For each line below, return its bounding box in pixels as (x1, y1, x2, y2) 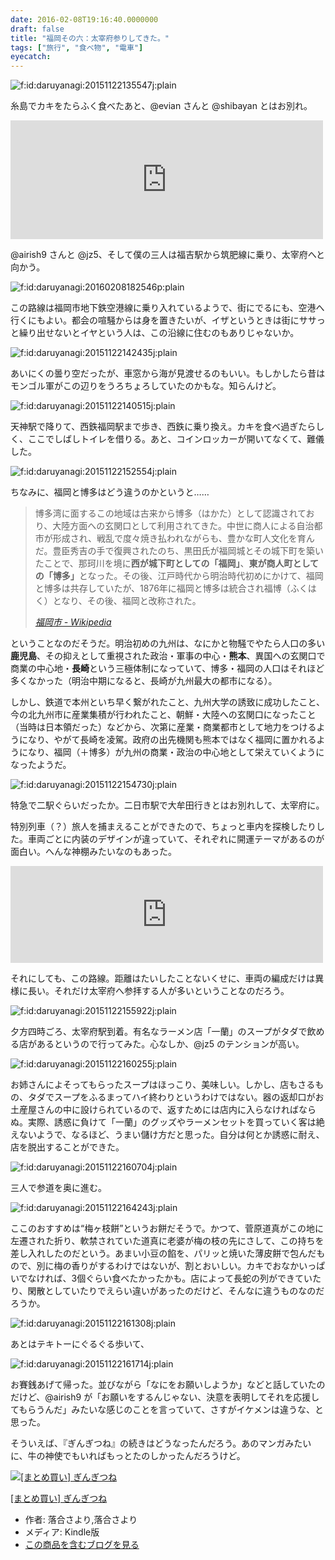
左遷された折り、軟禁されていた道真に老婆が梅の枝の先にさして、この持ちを (10, 1235, 325, 1247)
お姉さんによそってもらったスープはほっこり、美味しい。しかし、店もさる (10, 1079, 316, 1091)
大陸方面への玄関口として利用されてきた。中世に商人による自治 (52, 520, 315, 532)
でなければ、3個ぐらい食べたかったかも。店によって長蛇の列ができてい (18, 1272, 313, 1285)
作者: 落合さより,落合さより (24, 1514, 138, 1526)
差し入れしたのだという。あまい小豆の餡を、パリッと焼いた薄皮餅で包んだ (10, 1247, 317, 1260)
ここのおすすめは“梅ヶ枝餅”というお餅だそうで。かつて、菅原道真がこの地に (10, 1222, 325, 1235)
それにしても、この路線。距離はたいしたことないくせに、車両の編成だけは (10, 972, 316, 985)
